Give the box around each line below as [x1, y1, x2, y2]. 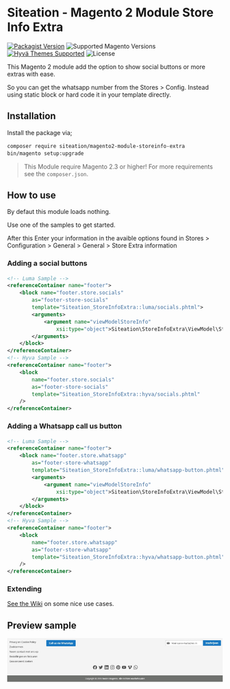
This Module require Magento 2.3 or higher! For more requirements [23, 162, 214, 171]
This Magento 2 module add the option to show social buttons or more [7, 62, 205, 71]
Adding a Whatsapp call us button [7, 422, 122, 431]
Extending [7, 584, 42, 594]
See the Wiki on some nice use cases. [7, 600, 114, 608]
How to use [7, 189, 56, 201]
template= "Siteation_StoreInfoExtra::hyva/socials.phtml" [31, 391, 201, 398]
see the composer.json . [23, 169, 89, 178]
